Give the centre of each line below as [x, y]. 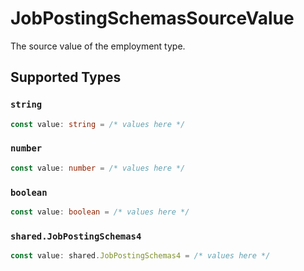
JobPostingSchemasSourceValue [152, 18]
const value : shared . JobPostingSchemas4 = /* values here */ [140, 256]
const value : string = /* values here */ [98, 124]
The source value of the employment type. [98, 46]
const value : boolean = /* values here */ [100, 212]
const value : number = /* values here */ [98, 168]
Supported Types [66, 77]
